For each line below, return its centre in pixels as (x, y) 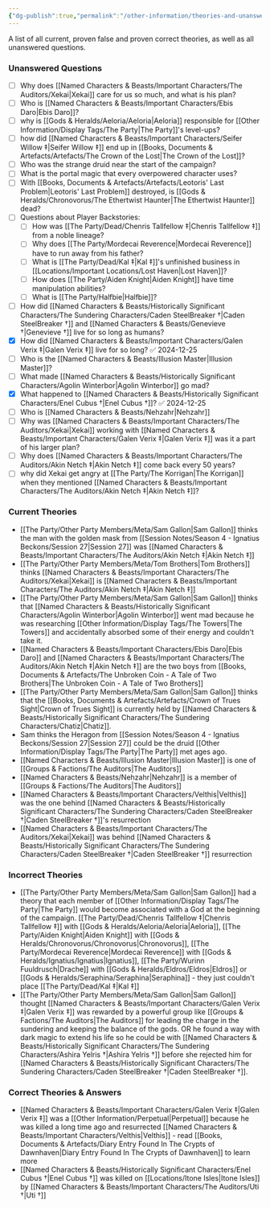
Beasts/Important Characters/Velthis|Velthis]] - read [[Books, (121, 1136)
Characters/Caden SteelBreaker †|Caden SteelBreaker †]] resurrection (136, 854)
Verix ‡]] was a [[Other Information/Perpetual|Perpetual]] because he (134, 1119)
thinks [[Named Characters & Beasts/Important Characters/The (125, 572)
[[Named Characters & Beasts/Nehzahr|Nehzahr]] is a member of (128, 777)
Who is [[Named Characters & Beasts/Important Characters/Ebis (127, 103)
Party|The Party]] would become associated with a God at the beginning (140, 909)
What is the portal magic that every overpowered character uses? (129, 174)
